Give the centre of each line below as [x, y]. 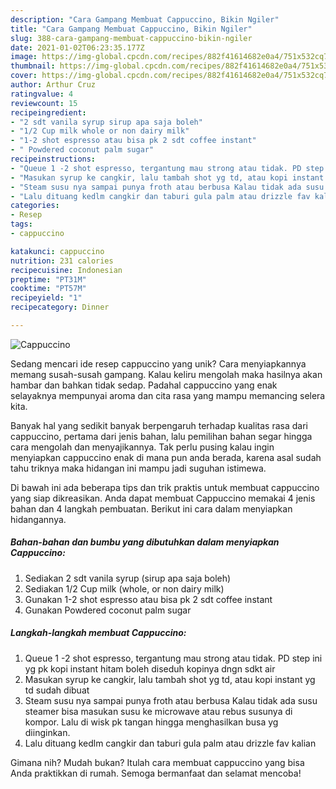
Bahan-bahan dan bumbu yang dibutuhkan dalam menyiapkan [145, 542]
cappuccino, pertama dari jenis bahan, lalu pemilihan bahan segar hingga [161, 436]
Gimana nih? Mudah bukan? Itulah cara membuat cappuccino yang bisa [157, 762]
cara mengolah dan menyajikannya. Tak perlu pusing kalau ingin [142, 447]
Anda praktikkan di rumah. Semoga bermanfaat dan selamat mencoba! [156, 773]
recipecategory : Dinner [60, 307]
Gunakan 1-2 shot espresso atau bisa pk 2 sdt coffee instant [148, 599]
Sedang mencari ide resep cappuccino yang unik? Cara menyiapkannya [158, 363]
